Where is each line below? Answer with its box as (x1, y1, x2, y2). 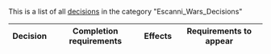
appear (205, 36, 234, 46)
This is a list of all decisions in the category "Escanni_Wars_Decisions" (8, 7, 243, 16)
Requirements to (186, 25, 252, 37)
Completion (72, 25, 119, 37)
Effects (144, 31, 172, 41)
